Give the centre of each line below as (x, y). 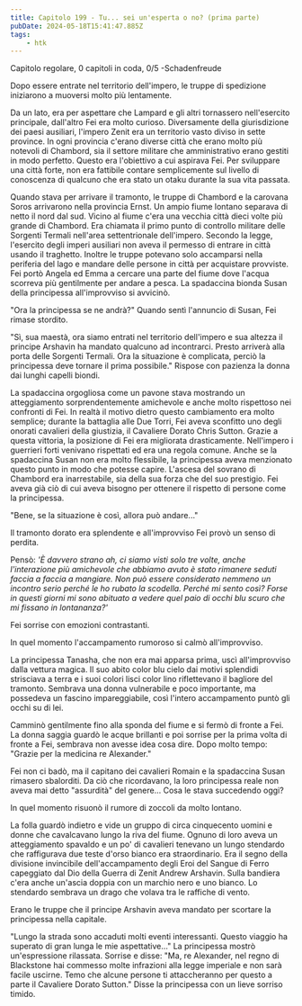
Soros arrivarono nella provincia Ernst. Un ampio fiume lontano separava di (149, 207)
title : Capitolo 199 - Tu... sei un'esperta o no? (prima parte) (135, 18)
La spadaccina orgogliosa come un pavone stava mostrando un (128, 393)
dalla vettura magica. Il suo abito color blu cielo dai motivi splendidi (134, 669)
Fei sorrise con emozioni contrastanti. (80, 625)
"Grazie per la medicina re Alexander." (81, 754)
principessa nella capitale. (58, 920)
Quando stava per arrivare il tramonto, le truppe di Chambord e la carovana (149, 197)
